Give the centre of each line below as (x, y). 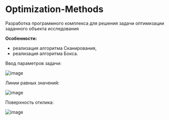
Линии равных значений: (32, 83)
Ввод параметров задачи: (33, 63)
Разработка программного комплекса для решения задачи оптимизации (85, 23)
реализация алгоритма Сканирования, (55, 48)
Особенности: (21, 38)
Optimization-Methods (55, 9)
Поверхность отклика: (30, 102)
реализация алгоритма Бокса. (45, 53)
